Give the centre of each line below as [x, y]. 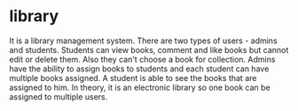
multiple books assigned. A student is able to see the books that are [133, 78]
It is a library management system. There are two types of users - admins [143, 41]
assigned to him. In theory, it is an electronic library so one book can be [140, 87]
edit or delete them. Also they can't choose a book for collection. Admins [142, 59]
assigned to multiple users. [59, 96]
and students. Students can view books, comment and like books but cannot [149, 49]
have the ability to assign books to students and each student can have [139, 69]
